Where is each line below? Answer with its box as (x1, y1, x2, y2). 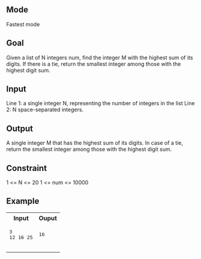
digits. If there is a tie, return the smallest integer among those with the (6, 60, 181, 68)
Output (6, 123, 33, 133)
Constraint (6, 163, 47, 173)
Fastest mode (6, 20, 40, 28)
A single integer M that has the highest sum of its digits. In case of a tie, (6, 139, 184, 147)
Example (6, 196, 40, 206)
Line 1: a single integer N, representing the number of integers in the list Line (6, 100, 195, 107)
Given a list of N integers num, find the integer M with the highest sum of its (6, 54, 193, 61)
